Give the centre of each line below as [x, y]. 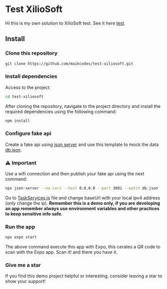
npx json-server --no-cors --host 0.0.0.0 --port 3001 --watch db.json [81, 188]
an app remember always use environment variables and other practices [82, 209]
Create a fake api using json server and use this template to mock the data [82, 144]
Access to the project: [28, 87]
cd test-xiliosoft [24, 96]
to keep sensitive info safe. [34, 214]
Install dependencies [31, 76]
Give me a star [23, 265]
